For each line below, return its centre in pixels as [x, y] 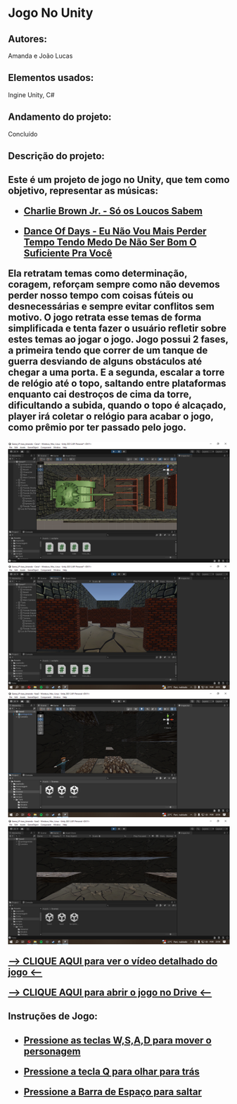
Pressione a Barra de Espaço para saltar [113, 1092]
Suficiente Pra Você [68, 254]
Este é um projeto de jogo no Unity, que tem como [119, 180]
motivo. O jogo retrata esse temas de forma [105, 318]
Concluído [23, 134]
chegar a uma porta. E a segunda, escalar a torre [116, 373]
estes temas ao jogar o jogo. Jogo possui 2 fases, [118, 340]
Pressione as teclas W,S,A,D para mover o [117, 1040]
